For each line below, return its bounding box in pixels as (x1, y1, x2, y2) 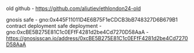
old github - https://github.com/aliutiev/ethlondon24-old (6, 5, 141, 12)
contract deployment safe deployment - (6, 23, 102, 29)
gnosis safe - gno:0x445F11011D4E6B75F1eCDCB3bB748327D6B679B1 (6, 16, 178, 23)
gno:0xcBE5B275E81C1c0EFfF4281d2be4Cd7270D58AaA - (6, 29, 149, 36)
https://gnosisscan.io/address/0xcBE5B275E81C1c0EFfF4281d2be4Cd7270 (6, 35, 188, 41)
